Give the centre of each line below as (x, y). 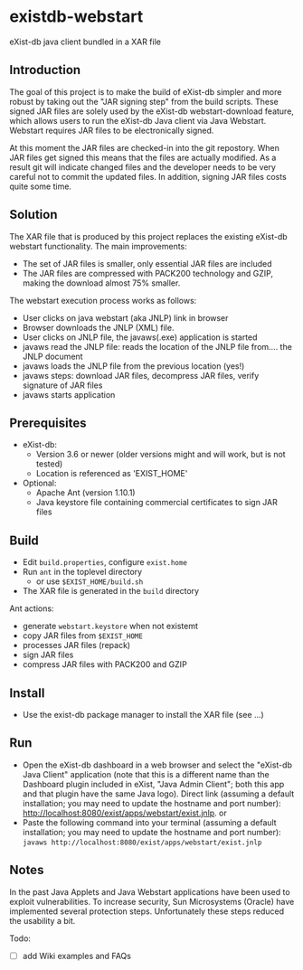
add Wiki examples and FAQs (76, 956)
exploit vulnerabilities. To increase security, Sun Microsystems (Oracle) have (152, 901)
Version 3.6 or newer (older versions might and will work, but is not (161, 455)
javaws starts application (69, 394)
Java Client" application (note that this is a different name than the (146, 774)
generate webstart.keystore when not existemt (110, 626)
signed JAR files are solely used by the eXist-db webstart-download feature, (151, 111)
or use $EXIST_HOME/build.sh (90, 581)
